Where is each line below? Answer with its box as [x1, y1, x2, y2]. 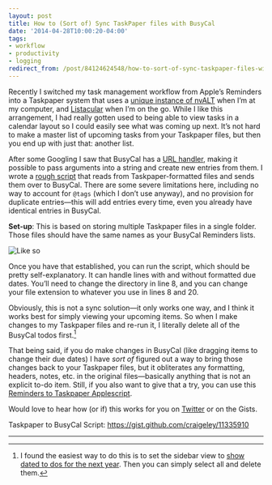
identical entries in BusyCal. [8, 206, 101, 215]
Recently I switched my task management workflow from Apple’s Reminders [8, 87, 262, 96]
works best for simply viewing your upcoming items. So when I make [8, 311, 238, 321]
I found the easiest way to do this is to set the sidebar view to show [19, 451, 245, 461]
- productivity [8, 49, 60, 57]
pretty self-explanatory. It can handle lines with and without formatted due [8, 270, 257, 279]
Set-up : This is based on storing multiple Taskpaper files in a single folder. [8, 221, 257, 231]
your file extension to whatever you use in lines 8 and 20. [8, 287, 199, 296]
